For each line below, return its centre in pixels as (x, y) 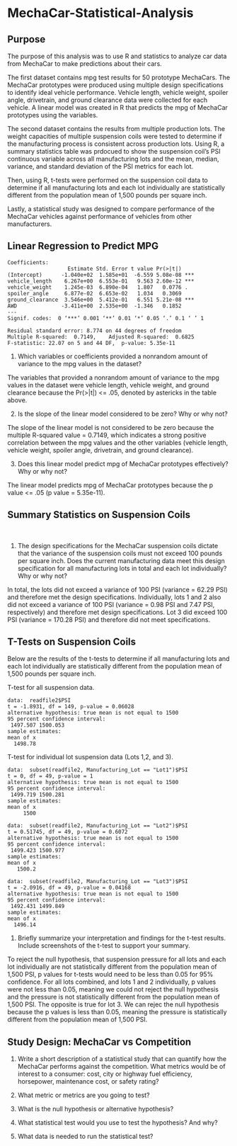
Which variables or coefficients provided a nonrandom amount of (112, 356)
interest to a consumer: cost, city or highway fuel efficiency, (105, 1074)
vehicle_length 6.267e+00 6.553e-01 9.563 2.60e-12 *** (101, 281)
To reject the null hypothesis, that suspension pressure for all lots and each (117, 959)
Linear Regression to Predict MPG (83, 246)
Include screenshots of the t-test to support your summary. (104, 946)
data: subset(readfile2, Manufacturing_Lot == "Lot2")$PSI (98, 826)
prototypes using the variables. (53, 115)
